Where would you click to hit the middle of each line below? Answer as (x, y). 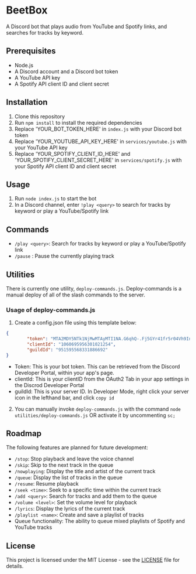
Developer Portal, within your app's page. (64, 373)
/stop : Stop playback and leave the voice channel (74, 459)
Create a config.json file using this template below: (76, 323)
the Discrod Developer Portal (49, 385)
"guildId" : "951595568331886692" (68, 350)
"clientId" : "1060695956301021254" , (71, 344)
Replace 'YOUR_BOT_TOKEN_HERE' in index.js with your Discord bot (98, 129)
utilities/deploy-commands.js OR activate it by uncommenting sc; (95, 415)
